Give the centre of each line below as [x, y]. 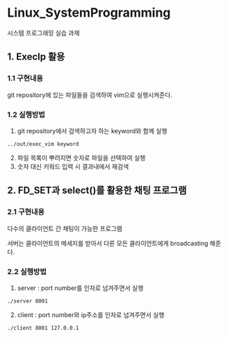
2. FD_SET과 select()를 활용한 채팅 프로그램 [97, 191]
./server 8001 [28, 301]
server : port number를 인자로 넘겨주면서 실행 [80, 288]
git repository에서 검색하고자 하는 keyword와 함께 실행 [92, 130]
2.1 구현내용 [26, 212]
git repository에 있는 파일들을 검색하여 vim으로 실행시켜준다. [90, 94]
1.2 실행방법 [26, 115]
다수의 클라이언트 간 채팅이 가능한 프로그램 [65, 228]
